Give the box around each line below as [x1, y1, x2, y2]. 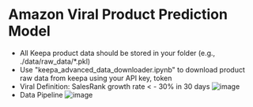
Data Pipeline [19, 90, 63, 99]
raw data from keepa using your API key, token [19, 73, 172, 83]
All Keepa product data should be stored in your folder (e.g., [19, 48, 216, 57]
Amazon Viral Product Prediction [8, 6, 228, 24]
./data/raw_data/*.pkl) [19, 57, 91, 66]
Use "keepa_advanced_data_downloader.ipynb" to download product [19, 65, 245, 74]
